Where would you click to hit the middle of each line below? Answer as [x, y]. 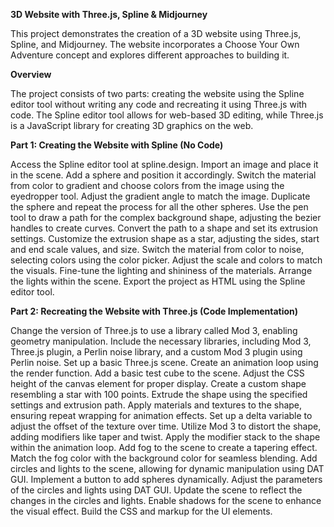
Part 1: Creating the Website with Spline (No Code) [117, 145]
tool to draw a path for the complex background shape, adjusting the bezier [166, 217]
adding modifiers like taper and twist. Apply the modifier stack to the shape [165, 437]
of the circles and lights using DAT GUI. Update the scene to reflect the [156, 490]
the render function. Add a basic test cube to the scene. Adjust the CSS [157, 373]
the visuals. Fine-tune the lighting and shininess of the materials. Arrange [161, 270]
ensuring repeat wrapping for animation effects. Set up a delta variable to [161, 415]
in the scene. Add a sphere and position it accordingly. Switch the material [163, 175]
